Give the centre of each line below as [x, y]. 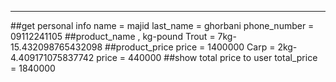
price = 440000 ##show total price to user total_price [207, 57]
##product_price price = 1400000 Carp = [190, 47]
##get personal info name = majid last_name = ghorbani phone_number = [162, 25]
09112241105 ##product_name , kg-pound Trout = [113, 36]
